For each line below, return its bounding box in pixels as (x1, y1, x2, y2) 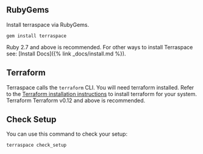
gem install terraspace (6, 33, 67, 39)
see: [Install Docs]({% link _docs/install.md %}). (6, 50, 126, 57)
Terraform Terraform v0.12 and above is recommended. (6, 97, 146, 104)
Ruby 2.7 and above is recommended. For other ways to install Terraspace (6, 43, 193, 51)
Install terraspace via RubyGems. (6, 21, 90, 28)
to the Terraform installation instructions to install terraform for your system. (6, 90, 197, 97)
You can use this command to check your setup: (6, 130, 128, 138)
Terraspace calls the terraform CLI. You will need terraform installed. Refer (6, 83, 194, 91)
